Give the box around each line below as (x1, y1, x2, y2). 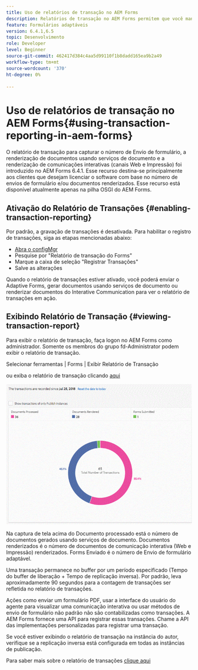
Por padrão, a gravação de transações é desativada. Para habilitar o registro (6, 228, 192, 235)
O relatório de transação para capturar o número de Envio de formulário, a (6, 148, 187, 156)
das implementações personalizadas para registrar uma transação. (6, 622, 169, 629)
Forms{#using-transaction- (32, 117, 171, 130)
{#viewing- (128, 312, 171, 322)
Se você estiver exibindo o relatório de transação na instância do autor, (6, 633, 179, 640)
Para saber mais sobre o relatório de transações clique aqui (6, 657, 151, 664)
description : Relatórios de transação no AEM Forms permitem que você (6, 15, 183, 22)
